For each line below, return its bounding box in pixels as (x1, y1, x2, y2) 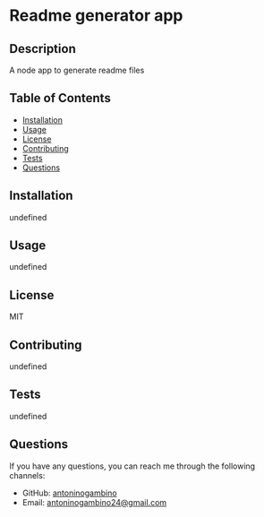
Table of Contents (9, 90, 112, 106)
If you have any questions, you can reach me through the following (9, 461, 256, 471)
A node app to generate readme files (9, 65, 145, 75)
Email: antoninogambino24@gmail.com (21, 496, 167, 507)
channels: (9, 470, 46, 480)
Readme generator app (9, 5, 183, 26)
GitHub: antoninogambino (21, 487, 118, 498)
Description (9, 41, 76, 56)
